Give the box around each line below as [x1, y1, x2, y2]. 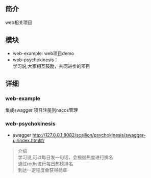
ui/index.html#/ [12, 137, 45, 143]
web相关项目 [5, 19, 32, 26]
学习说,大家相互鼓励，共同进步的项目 [12, 63, 90, 69]
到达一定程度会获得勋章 [17, 167, 67, 173]
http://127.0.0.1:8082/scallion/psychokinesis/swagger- [32, 132, 146, 138]
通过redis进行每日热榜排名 [17, 160, 73, 167]
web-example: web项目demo [12, 50, 74, 56]
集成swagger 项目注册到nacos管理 [5, 107, 78, 113]
